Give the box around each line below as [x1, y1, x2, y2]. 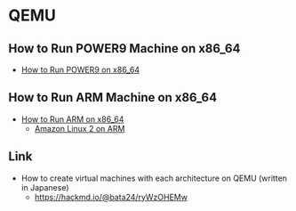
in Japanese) [20, 182, 69, 192]
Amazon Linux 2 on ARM [34, 123, 125, 134]
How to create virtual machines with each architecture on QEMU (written [20, 173, 288, 183]
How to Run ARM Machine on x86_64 [8, 90, 218, 105]
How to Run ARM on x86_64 [20, 113, 124, 125]
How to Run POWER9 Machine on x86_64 [8, 41, 241, 56]
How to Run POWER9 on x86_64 [20, 64, 140, 75]
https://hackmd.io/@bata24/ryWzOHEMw [34, 191, 188, 202]
